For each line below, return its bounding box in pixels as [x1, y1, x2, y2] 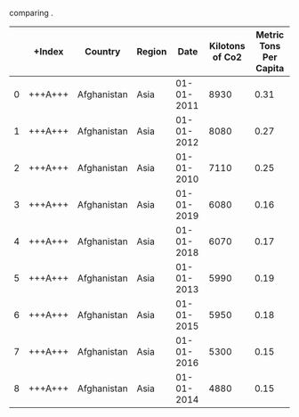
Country [84, 45, 121, 57]
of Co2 [212, 51, 242, 63]
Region [136, 45, 167, 57]
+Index [33, 45, 64, 57]
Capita [255, 62, 285, 74]
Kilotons [208, 40, 246, 52]
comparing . [9, 8, 53, 18]
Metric [255, 29, 285, 41]
